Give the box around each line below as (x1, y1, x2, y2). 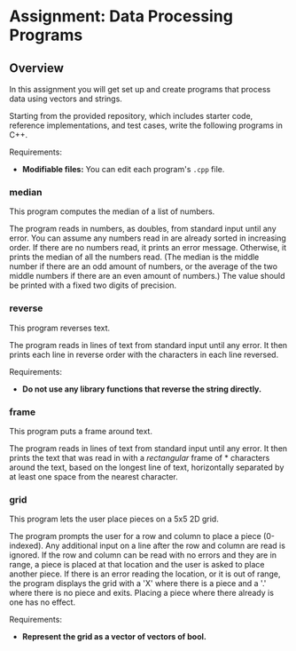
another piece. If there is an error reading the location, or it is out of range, (9, 568, 281, 579)
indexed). (9, 540, 44, 552)
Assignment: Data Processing (9, 6, 233, 27)
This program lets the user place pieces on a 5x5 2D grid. (9, 513, 219, 525)
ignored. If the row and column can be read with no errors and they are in (9, 550, 277, 560)
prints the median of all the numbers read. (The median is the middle (9, 251, 260, 263)
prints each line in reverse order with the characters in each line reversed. (9, 349, 279, 360)
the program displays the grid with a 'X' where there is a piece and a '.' (9, 578, 267, 589)
